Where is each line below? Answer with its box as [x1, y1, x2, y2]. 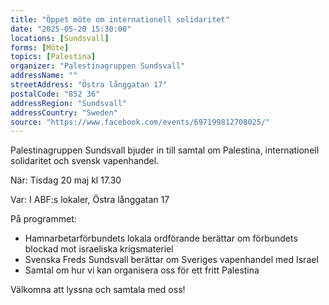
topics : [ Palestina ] [10, 52, 97, 62]
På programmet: [10, 213, 77, 225]
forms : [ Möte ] [10, 42, 70, 53]
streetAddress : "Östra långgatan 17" [10, 80, 168, 90]
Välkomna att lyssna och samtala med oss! [10, 284, 186, 296]
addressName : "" [10, 71, 78, 81]
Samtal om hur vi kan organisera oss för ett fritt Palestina [24, 264, 260, 276]
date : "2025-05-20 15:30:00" [10, 24, 132, 34]
